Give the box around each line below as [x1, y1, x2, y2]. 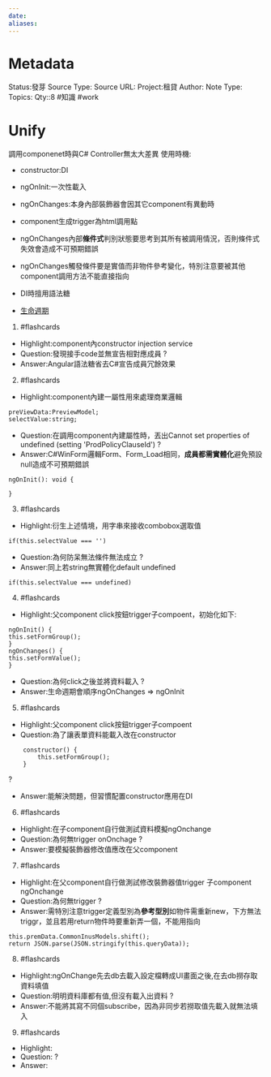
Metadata [8, 54, 74, 73]
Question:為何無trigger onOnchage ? [19, 834, 143, 844]
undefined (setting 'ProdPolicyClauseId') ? [19, 440, 162, 450]
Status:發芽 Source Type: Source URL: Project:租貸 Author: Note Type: [8, 82, 243, 92]
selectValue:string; [8, 416, 78, 424]
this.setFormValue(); [8, 654, 82, 662]
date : [8, 11, 27, 20]
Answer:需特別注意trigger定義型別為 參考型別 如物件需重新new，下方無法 [19, 907, 261, 916]
